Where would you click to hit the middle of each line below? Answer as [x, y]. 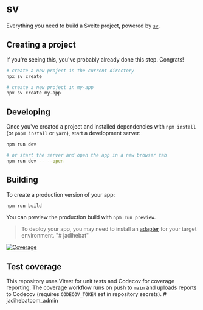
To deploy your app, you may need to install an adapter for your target [109, 229]
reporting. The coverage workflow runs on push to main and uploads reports [101, 287]
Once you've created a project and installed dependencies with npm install [101, 127]
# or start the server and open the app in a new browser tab [87, 155]
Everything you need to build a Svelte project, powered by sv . [83, 26]
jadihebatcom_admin [33, 301]
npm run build [24, 206]
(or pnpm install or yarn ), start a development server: [74, 133]
